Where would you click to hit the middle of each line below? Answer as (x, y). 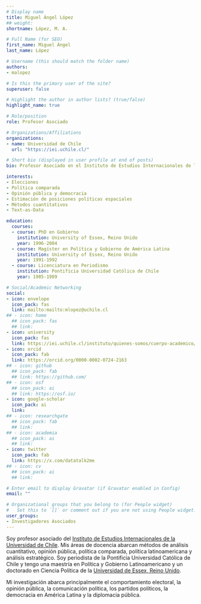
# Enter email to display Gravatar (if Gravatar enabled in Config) (93, 488)
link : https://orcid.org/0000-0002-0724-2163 (69, 360)
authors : (17, 67)
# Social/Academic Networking (44, 288)
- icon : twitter (26, 450)
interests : (20, 177)
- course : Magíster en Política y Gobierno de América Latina (91, 249)
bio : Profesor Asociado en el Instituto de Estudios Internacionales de (99, 166)
